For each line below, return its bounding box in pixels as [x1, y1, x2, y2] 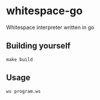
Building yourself [6, 41, 71, 51]
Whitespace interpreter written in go [6, 24, 95, 31]
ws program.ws [6, 88, 41, 94]
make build [6, 56, 33, 63]
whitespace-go [6, 4, 83, 18]
